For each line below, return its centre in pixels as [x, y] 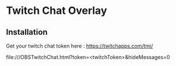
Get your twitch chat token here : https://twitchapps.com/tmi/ [80, 46]
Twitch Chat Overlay [57, 11]
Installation [27, 32]
